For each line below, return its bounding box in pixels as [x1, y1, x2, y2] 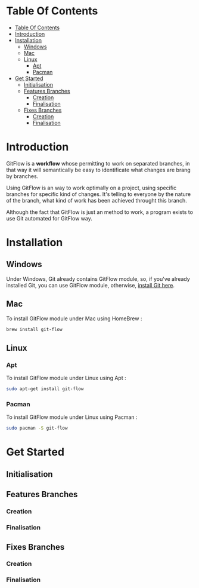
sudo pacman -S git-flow [6, 425, 68, 431]
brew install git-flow [6, 326, 63, 332]
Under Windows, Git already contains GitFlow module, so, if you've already [6, 275, 191, 282]
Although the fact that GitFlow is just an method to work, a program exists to [6, 208, 194, 216]
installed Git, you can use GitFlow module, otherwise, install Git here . [6, 281, 175, 289]
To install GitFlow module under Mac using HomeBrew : [6, 315, 142, 322]
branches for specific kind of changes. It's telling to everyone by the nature [6, 190, 191, 198]
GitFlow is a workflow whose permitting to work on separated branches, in [6, 160, 190, 167]
